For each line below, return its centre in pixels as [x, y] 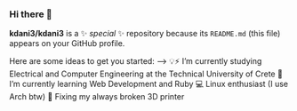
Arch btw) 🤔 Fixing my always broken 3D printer [97, 97]
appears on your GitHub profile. [67, 44]
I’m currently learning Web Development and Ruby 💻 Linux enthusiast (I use [149, 84]
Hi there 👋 [31, 14]
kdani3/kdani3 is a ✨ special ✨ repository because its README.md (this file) [145, 34]
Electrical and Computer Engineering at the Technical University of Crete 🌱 [146, 74]
